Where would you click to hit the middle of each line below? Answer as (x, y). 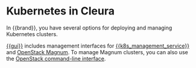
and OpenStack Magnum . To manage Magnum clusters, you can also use (97, 52)
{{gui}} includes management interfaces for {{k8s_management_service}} (98, 46)
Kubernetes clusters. (32, 34)
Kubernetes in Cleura (60, 11)
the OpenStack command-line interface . (56, 58)
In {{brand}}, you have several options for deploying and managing (89, 28)
